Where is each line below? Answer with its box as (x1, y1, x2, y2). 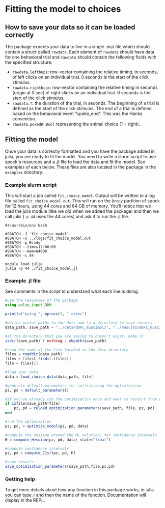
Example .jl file (5, 278, 41, 284)
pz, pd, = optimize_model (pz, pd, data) (5, 423, 89, 428)
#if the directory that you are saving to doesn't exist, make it (5, 334, 144, 339)
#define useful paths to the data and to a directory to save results (5, 320, 153, 325)
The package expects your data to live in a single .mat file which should (5, 44, 150, 50)
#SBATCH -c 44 (5, 253, 34, 258)
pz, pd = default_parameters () (5, 388, 69, 393)
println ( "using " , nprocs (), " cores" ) (5, 311, 87, 316)
